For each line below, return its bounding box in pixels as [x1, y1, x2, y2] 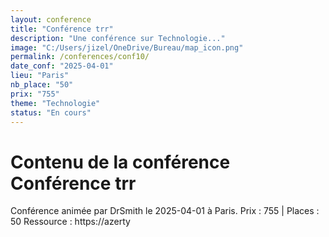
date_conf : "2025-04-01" [10, 61, 114, 71]
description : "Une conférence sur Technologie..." [10, 33, 226, 43]
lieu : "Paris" [10, 71, 70, 81]
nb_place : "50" [10, 80, 74, 90]
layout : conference [10, 14, 92, 25]
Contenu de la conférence [10, 151, 231, 173]
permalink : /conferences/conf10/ [10, 52, 150, 62]
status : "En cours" [10, 107, 92, 118]
